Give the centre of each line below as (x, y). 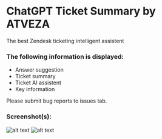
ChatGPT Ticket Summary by (81, 11)
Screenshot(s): (29, 117)
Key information (35, 89)
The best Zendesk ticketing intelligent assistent (65, 41)
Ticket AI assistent (38, 83)
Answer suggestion (39, 70)
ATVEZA (28, 24)
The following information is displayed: (65, 56)
